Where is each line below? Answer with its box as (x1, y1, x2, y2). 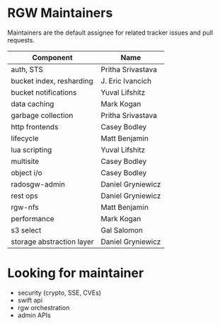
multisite (11, 156, 40, 166)
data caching (11, 99, 54, 109)
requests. (7, 35, 35, 44)
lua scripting (11, 145, 52, 155)
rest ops (11, 191, 38, 201)
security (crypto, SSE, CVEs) (17, 288, 101, 297)
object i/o (11, 167, 42, 177)
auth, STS (11, 64, 44, 74)
